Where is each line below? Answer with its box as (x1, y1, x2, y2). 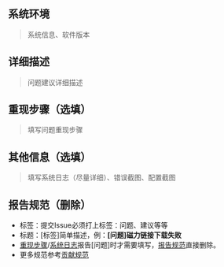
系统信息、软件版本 (27, 30, 90, 39)
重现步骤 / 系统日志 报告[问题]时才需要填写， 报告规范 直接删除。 (19, 240, 221, 250)
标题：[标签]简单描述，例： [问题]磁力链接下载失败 (19, 231, 182, 240)
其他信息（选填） (8, 150, 91, 164)
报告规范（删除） (8, 198, 91, 211)
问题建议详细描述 (27, 77, 83, 87)
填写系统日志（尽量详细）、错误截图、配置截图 (27, 172, 176, 183)
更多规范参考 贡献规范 (19, 250, 89, 260)
